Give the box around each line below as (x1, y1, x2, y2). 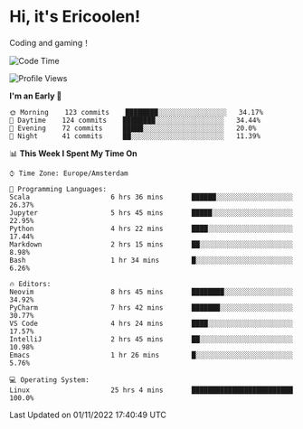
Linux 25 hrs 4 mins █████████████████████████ (9, 386, 294, 395)
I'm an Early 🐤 (9, 90, 62, 101)
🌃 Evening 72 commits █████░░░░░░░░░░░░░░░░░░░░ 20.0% (9, 124, 257, 133)
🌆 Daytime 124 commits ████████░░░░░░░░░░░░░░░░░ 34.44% (9, 116, 260, 125)
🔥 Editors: (9, 279, 52, 288)
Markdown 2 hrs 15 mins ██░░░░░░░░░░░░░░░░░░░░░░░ (9, 239, 294, 249)
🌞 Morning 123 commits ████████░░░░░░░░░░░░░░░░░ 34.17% (9, 107, 264, 117)
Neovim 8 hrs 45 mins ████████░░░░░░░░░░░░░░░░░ (9, 287, 294, 296)
